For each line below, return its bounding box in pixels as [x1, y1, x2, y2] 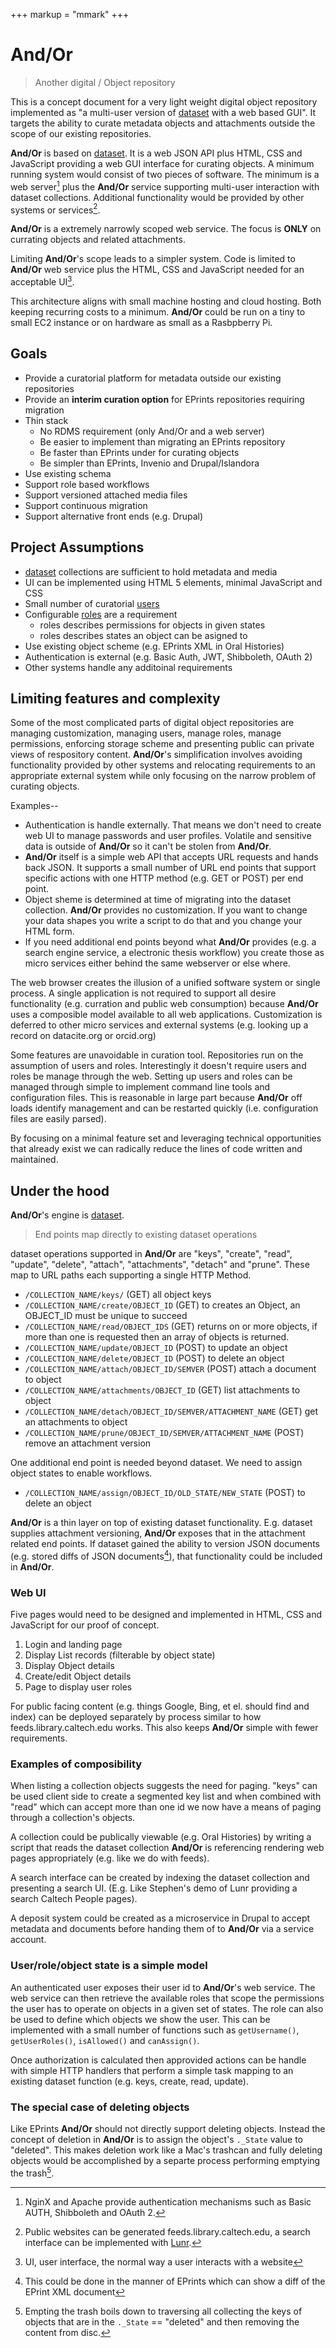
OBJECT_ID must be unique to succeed [24, 1310, 188, 1322]
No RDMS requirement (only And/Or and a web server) [39, 425, 265, 437]
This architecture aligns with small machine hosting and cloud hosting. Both [10, 295, 322, 307]
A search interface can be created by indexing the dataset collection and [10, 1872, 310, 1884]
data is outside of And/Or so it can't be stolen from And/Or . [24, 840, 272, 853]
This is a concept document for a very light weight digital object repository [10, 95, 318, 108]
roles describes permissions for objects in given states [39, 619, 266, 631]
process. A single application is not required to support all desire [10, 987, 277, 999]
